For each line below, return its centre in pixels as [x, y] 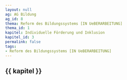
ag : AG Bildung [21, 14]
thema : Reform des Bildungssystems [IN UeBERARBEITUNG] [64, 23]
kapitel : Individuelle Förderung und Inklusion [55, 33]
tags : [11, 46]
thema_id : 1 [17, 28]
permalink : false [23, 42]
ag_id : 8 [14, 19]
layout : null [19, 10]
